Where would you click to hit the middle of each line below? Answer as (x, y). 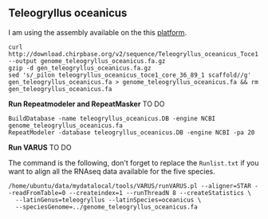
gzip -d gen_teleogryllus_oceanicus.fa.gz (80, 68)
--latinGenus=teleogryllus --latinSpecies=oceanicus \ (108, 200)
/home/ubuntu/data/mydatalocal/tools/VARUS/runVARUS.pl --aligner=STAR (130, 186)
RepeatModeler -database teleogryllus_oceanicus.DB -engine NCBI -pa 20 (132, 132)
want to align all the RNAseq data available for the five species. (112, 171)
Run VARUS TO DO (40, 147)
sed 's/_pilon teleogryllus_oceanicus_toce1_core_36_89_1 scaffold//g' (130, 75)
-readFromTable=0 (37, 193)
